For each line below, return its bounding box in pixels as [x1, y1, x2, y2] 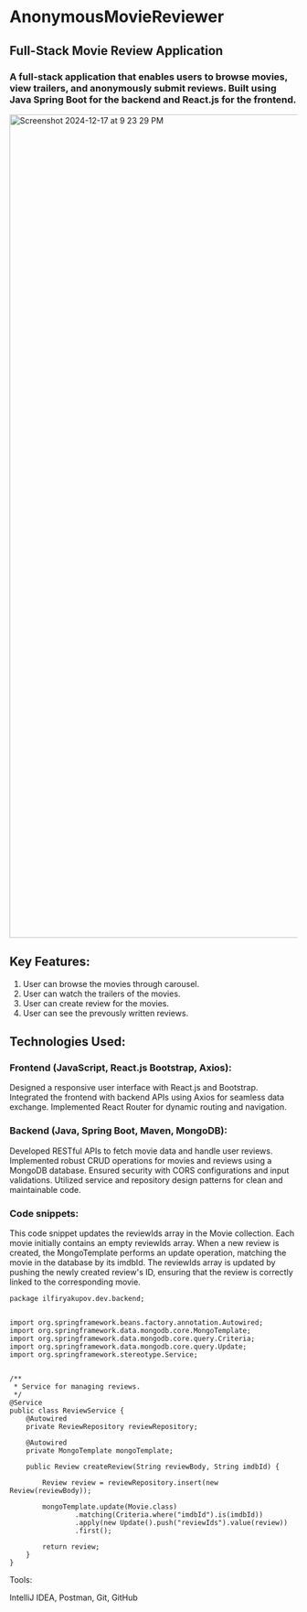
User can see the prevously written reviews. [22, 1007, 189, 1018]
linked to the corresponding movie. [9, 1276, 142, 1287]
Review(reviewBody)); [9, 1486, 92, 1495]
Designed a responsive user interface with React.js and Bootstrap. [9, 1082, 259, 1093]
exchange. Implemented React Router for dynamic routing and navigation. [9, 1102, 288, 1112]
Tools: [9, 1574, 33, 1585]
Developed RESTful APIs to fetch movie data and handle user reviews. [9, 1145, 273, 1156]
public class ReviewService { [9, 1406, 125, 1415]
